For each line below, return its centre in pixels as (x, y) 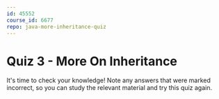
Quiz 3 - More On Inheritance (92, 61)
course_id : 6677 (30, 20)
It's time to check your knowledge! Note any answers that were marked (109, 80)
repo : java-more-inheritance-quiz (57, 26)
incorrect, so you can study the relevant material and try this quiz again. (109, 88)
